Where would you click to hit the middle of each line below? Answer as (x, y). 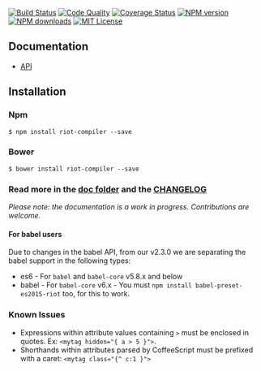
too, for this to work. (96, 294)
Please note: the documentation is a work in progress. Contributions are (129, 207)
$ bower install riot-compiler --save (74, 169)
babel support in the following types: (70, 261)
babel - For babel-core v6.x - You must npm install (106, 285)
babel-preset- (219, 286)
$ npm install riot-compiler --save (70, 132)
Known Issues (37, 315)
